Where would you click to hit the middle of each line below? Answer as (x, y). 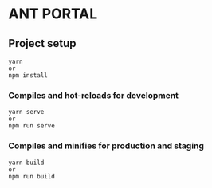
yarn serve (26, 112)
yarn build (26, 163)
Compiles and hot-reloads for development (94, 95)
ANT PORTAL (53, 14)
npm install (28, 76)
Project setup (43, 43)
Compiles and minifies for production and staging (106, 146)
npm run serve (32, 126)
